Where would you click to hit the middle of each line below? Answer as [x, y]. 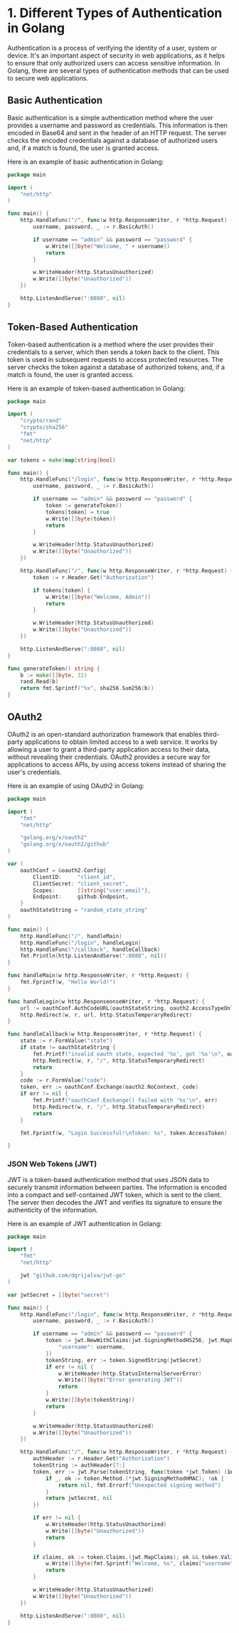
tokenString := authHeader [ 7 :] [79, 1466]
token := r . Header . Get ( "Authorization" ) [94, 578]
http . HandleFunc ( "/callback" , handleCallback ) [90, 950]
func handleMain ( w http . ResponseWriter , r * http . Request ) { [99, 976]
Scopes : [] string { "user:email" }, [92, 890]
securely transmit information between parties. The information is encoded [117, 1187]
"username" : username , [92, 1347]
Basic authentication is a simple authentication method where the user [110, 117]
